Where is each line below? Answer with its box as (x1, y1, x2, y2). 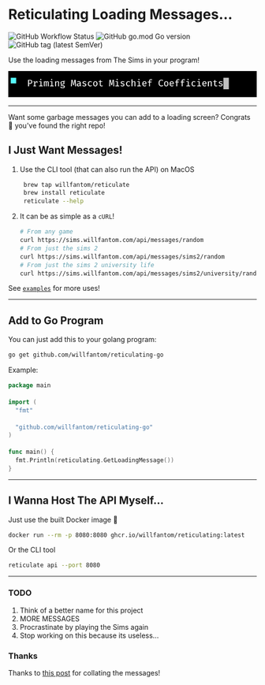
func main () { (8, 448, 55, 456)
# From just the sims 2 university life (19, 261, 155, 269)
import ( (8, 398, 37, 406)
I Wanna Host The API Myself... (8, 494, 164, 508)
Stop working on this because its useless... (19, 631, 159, 640)
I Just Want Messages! (8, 143, 123, 157)
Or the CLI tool (8, 545, 56, 555)
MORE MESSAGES (19, 613, 80, 624)
